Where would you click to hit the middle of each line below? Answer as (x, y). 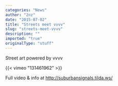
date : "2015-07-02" (26, 19)
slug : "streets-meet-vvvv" (34, 29)
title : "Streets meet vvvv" (35, 24)
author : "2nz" (21, 15)
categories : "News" (26, 10)
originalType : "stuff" (30, 44)
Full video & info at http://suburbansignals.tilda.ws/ (59, 78)
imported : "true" (24, 39)
